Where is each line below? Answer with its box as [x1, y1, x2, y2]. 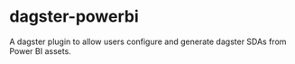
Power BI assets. [9, 45, 72, 56]
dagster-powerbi [9, 6, 140, 27]
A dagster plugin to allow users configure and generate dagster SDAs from [9, 36, 287, 47]
